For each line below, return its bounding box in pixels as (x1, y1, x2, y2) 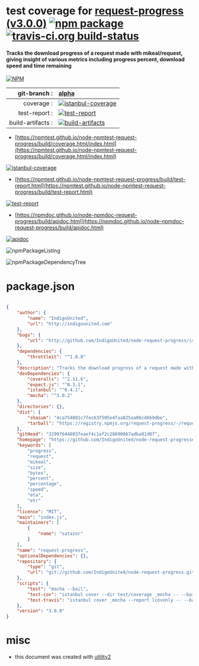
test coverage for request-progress (6, 4, 184, 18)
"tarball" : (27, 420, 54, 426)
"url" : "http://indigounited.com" (27, 321, 113, 327)
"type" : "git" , (27, 564, 65, 570)
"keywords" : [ (17, 443, 52, 449)
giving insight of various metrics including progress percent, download (6, 55, 185, 63)
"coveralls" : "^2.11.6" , (27, 376, 89, 382)
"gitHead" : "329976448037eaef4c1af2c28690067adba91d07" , (17, 431, 161, 437)
